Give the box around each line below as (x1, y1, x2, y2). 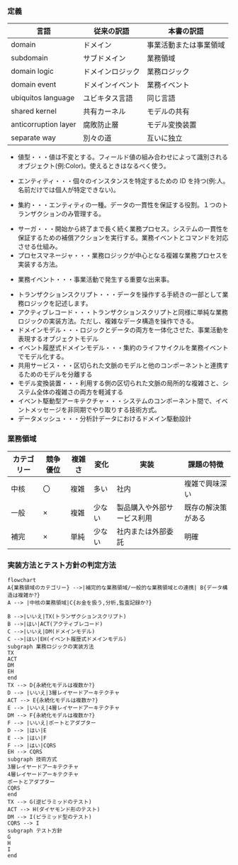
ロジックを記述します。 (23, 299, 92, 308)
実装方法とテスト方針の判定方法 (7, 560, 117, 570)
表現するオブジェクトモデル (17, 335, 99, 343)
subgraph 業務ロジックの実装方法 (7, 643, 94, 650)
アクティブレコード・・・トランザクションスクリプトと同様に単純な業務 (17, 308, 228, 316)
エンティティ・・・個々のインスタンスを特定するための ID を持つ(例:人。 (17, 177, 229, 185)
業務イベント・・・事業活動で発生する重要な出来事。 (17, 275, 174, 284)
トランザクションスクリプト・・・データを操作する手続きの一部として (17, 290, 223, 299)
